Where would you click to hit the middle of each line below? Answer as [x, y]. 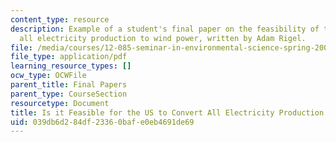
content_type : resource [60, 19]
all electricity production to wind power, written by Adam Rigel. [163, 38]
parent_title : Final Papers [69, 85]
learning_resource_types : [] [71, 66]
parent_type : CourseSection [69, 94]
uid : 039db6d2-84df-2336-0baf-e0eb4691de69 [102, 122]
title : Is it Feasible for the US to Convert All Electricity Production [167, 112]
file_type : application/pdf [69, 57]
